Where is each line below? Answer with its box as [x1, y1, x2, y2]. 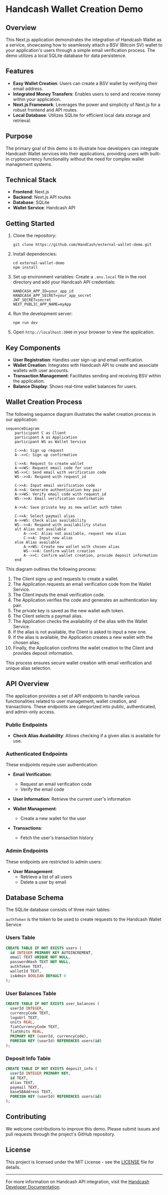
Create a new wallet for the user [20, 816, 87, 822]
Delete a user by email [20, 879, 66, 885]
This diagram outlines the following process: [5, 566, 97, 572]
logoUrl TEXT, [10, 1015, 39, 1020]
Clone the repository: [12, 232, 57, 238]
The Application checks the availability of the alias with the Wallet [12, 618, 148, 624]
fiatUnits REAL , [10, 1029, 44, 1034]
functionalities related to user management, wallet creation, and [5, 698, 137, 704]
